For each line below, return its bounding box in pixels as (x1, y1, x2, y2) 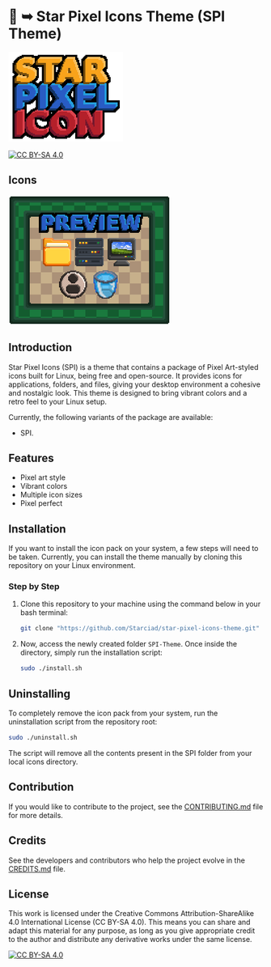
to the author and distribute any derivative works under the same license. (8, 935, 252, 944)
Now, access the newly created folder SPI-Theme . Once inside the (19, 639, 237, 649)
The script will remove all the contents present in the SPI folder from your (8, 748, 252, 757)
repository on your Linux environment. (8, 561, 136, 570)
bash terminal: (19, 608, 69, 617)
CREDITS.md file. (8, 863, 66, 873)
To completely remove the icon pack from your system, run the (8, 708, 218, 719)
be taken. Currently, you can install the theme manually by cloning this (8, 552, 243, 562)
